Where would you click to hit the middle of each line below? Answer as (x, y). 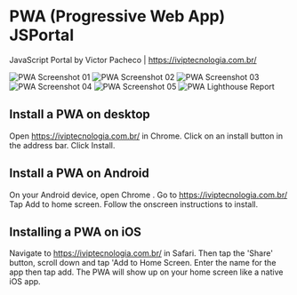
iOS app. (25, 282)
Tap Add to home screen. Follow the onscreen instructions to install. (134, 204)
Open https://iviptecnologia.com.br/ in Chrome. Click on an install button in (146, 136)
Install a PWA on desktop (80, 114)
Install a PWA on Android (79, 174)
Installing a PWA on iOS (76, 231)
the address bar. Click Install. (62, 145)
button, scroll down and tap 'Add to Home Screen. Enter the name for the (143, 263)
